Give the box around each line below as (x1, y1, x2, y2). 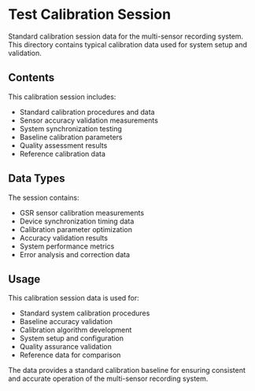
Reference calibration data (19, 149, 106, 158)
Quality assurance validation (19, 342, 113, 352)
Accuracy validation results (19, 233, 109, 242)
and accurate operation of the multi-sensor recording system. (8, 374, 209, 383)
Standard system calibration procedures (19, 308, 150, 318)
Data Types (8, 172, 65, 186)
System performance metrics (19, 242, 115, 251)
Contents (8, 71, 55, 84)
